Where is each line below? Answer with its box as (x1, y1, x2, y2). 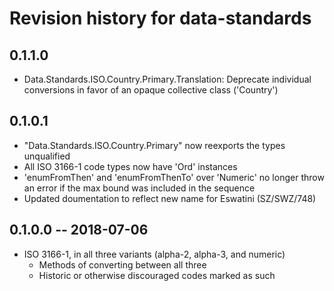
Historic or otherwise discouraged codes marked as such (38, 269, 276, 281)
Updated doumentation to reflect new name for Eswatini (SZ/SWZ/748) (23, 192, 317, 204)
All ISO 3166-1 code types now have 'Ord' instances (23, 160, 238, 172)
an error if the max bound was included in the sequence (23, 182, 256, 194)
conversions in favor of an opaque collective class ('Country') (23, 84, 279, 96)
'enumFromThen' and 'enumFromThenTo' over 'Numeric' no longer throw (23, 171, 325, 183)
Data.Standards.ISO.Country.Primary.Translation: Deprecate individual (23, 73, 312, 85)
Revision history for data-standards (9, 7, 312, 30)
